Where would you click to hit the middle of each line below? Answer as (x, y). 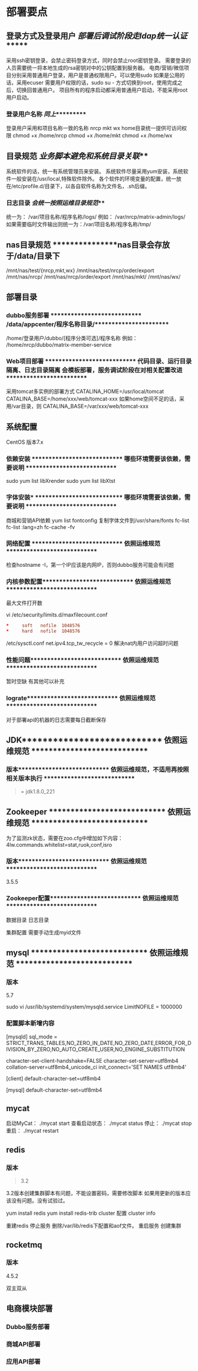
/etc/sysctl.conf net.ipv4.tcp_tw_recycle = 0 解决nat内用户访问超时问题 (92, 643)
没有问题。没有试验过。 (39, 1201)
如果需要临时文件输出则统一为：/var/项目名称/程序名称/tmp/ (79, 224)
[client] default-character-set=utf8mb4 (54, 1078)
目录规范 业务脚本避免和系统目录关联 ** (77, 156)
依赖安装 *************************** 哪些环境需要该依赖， (95, 459)
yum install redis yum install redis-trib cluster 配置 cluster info (81, 1213)
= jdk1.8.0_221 (37, 792)
